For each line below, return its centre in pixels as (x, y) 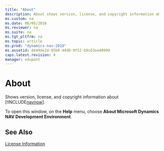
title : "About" (20, 9)
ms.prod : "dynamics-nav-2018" (36, 46)
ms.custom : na (20, 19)
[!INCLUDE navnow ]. (25, 102)
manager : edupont (23, 59)
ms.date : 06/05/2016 (26, 23)
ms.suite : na (18, 32)
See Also (19, 132)
